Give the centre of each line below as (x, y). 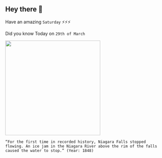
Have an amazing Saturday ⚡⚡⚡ (38, 22)
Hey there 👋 (24, 9)
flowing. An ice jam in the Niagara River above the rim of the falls (81, 146)
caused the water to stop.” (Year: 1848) (50, 150)
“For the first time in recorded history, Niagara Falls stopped (75, 142)
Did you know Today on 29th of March (45, 33)
